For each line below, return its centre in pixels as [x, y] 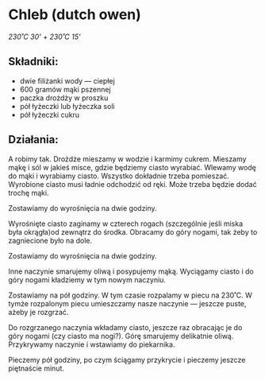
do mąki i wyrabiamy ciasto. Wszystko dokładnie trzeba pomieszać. [119, 176]
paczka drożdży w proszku [64, 98]
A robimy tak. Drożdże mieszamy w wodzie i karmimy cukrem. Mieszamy [127, 159]
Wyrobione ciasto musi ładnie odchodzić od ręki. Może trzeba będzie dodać [132, 184]
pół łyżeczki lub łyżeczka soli [67, 106]
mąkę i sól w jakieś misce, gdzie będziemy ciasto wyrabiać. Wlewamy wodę [132, 167]
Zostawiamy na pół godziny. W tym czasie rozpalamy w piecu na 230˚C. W [130, 295]
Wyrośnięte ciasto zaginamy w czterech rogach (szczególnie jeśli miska [126, 224]
